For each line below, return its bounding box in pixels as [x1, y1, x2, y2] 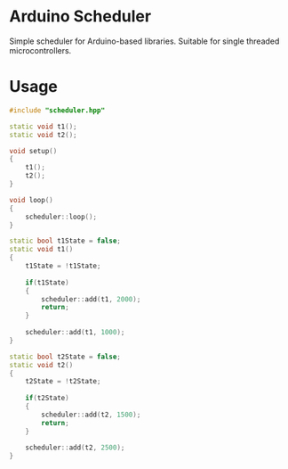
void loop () [9, 195, 53, 204]
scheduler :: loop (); [25, 212, 98, 221]
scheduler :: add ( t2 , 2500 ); [25, 443, 125, 452]
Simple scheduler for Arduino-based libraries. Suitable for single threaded [9, 36, 280, 46]
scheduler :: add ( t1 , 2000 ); [41, 294, 141, 304]
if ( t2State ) [25, 394, 69, 403]
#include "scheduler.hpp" [9, 105, 105, 115]
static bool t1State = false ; [9, 236, 122, 246]
